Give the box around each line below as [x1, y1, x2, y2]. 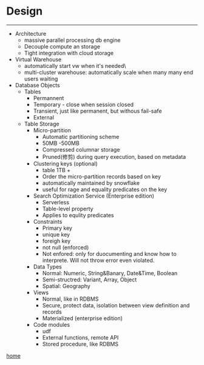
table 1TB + [42, 166, 71, 173]
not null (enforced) [42, 244, 89, 251]
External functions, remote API [42, 333, 119, 341]
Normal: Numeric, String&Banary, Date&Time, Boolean [42, 269, 178, 276]
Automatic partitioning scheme [42, 133, 120, 140]
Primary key [42, 224, 73, 232]
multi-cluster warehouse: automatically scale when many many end [24, 69, 193, 76]
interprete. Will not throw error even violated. [42, 256, 155, 264]
